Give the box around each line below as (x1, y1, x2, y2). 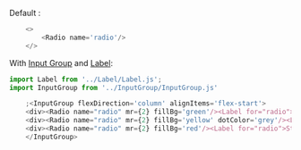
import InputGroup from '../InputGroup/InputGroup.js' (9, 83, 219, 92)
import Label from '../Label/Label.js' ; (9, 75, 163, 84)
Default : (9, 8, 41, 18)
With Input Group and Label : (9, 57, 114, 68)
